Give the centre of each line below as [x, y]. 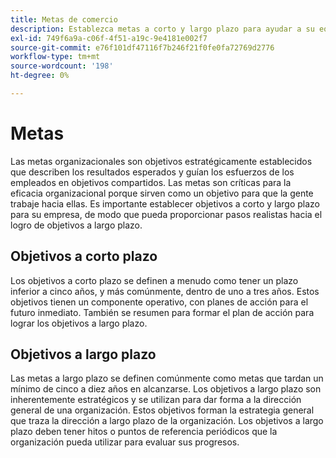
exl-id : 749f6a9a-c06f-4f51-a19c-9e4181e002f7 [109, 38]
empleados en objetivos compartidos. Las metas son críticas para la [151, 182]
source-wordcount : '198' [62, 66]
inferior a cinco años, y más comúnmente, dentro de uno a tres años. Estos [165, 291]
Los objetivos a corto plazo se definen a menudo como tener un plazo [154, 280]
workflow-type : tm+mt [55, 57]
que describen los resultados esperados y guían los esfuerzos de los [152, 172]
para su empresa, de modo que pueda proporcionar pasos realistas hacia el [166, 214]
